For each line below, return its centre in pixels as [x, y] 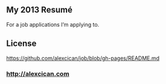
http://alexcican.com [38, 74]
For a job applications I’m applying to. [53, 24]
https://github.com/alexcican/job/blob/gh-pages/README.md [83, 58]
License [21, 44]
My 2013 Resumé [39, 10]
